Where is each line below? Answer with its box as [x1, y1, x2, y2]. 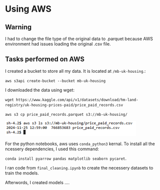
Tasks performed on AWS [5, 55, 84, 63]
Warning [5, 23, 32, 31]
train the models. [5, 170, 39, 176]
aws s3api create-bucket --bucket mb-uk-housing [5, 78, 106, 84]
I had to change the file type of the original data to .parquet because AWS [5, 36, 153, 42]
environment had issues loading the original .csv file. [5, 41, 111, 47]
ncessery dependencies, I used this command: [5, 146, 99, 152]
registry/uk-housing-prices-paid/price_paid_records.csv [5, 103, 123, 107]
